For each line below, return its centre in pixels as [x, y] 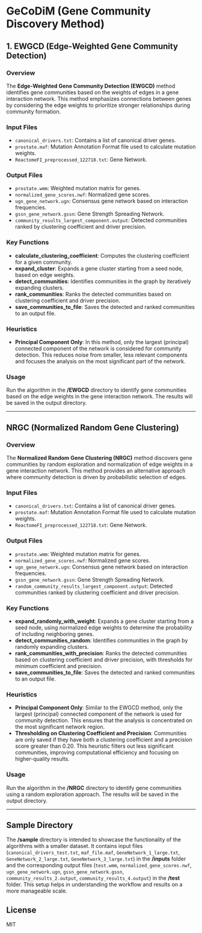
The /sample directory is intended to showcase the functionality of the [94, 839]
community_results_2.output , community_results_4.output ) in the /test [93, 878]
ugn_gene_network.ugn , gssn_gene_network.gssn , [65, 872]
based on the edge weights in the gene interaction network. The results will [99, 396]
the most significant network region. [60, 727]
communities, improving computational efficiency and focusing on [97, 753]
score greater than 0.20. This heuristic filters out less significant [94, 746]
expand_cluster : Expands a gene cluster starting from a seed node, [99, 268]
